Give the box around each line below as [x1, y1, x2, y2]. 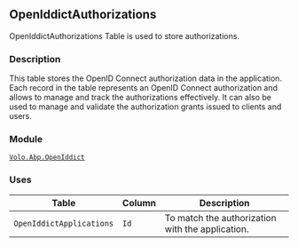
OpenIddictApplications [13, 218, 114, 228]
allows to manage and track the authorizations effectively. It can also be [9, 92, 272, 103]
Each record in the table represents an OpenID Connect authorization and [9, 83, 278, 93]
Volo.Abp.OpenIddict [9, 153, 86, 163]
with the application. [164, 222, 249, 235]
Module [9, 133, 43, 146]
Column [122, 196, 157, 209]
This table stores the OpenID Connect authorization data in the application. [9, 73, 282, 84]
